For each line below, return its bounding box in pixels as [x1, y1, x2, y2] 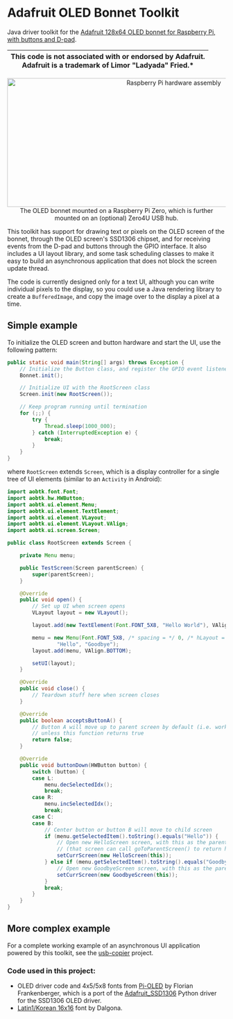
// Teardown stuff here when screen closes [32, 692, 159, 699]
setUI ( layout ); [32, 660, 76, 667]
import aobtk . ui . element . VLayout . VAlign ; [7, 520, 129, 528]
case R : [32, 794, 54, 801]
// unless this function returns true [32, 730, 144, 737]
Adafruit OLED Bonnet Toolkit [7, 5, 180, 21]
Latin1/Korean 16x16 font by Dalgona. [17, 1004, 123, 1012]
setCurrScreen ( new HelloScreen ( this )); [56, 852, 172, 859]
